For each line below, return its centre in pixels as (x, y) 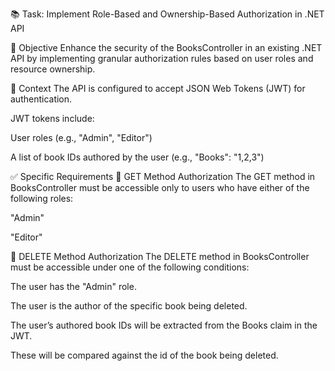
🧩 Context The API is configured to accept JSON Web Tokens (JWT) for (158, 88)
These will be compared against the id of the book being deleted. (144, 355)
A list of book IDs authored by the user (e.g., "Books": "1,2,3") (137, 157)
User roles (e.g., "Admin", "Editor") (81, 137)
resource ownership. (53, 69)
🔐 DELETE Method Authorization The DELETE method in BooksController (160, 256)
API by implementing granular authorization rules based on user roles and (162, 58)
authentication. (41, 99)
